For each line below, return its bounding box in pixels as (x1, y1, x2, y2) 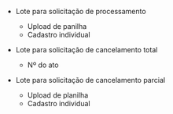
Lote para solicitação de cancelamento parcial (15, 76, 166, 84)
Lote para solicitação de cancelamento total (15, 45, 158, 54)
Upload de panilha (27, 22, 87, 30)
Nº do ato (27, 60, 59, 69)
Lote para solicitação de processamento (15, 7, 147, 16)
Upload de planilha (27, 91, 89, 100)
